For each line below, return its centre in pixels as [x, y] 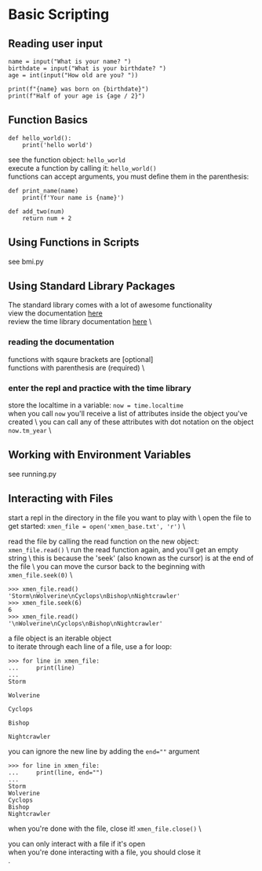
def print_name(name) [44, 190]
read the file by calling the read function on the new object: [104, 541]
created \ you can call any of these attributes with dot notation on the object [131, 422]
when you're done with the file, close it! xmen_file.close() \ [105, 829]
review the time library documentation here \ [80, 322]
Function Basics [48, 120]
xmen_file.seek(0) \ [40, 574]
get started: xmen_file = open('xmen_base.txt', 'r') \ [97, 526]
